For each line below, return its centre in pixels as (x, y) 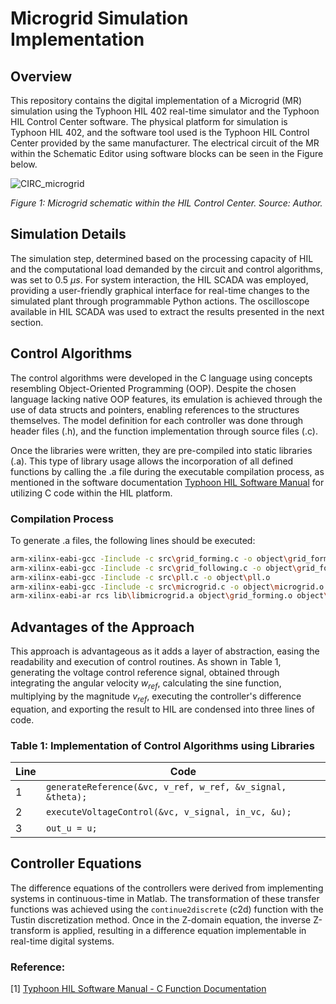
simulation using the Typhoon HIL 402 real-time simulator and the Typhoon (165, 111)
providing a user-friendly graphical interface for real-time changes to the (160, 290)
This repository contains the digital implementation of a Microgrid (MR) (156, 100)
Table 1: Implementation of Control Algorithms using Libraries (162, 745)
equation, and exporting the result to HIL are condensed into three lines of (163, 709)
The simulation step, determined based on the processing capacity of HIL (162, 258)
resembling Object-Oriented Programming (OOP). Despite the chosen (153, 388)
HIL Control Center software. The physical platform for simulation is (149, 121)
